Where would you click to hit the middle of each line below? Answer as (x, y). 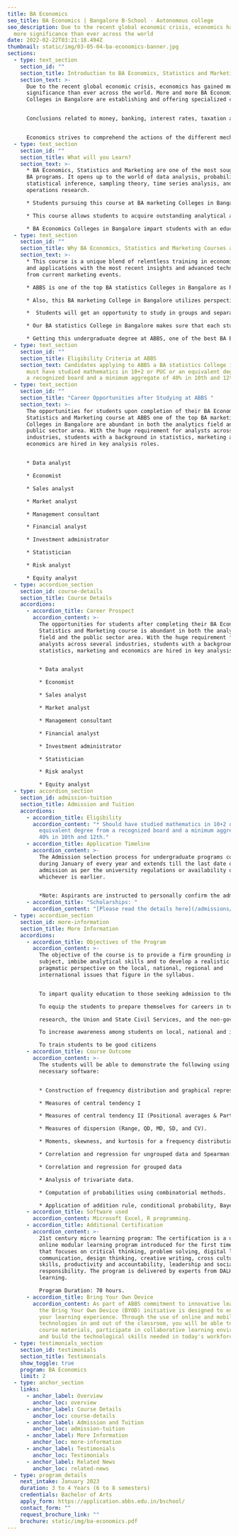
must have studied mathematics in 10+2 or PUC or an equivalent (123, 372)
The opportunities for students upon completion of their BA (118, 411)
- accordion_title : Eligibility (74, 818)
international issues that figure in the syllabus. (117, 975)
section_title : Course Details (66, 598)
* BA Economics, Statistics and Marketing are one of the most (121, 171)
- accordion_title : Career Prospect (80, 611)
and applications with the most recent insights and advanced (120, 268)
